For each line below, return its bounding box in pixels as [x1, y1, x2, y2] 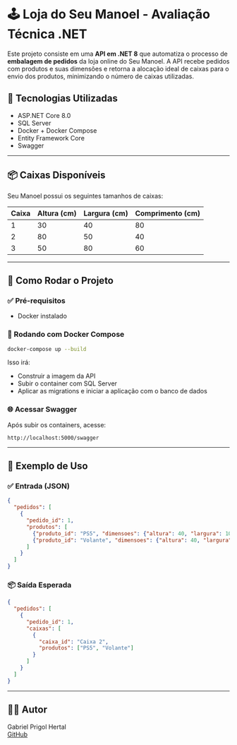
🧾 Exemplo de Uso [7, 460, 88, 472]
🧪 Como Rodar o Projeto [7, 274, 114, 287]
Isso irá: [7, 358, 30, 366]
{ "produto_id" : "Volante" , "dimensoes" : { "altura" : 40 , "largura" [32, 537, 232, 544]
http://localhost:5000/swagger [7, 434, 99, 441]
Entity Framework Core [17, 133, 85, 142]
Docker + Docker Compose [17, 126, 97, 135]
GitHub [7, 729, 28, 739]
